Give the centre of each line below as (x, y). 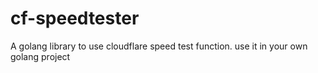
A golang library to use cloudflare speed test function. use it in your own (159, 46)
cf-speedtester (75, 18)
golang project (40, 56)
